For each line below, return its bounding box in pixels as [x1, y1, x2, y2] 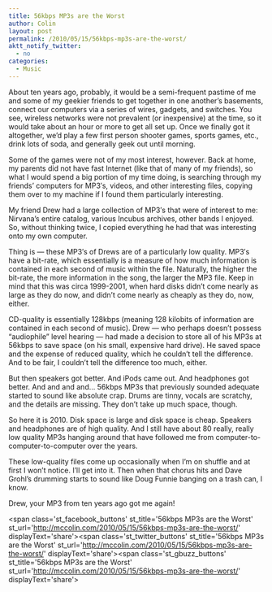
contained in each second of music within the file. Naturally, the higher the [8, 263, 257, 273]
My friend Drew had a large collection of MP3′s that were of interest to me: [8, 205, 258, 215]
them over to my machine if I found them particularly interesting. [8, 189, 223, 199]
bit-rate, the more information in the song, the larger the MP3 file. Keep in [8, 272, 254, 282]
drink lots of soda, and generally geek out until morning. [8, 139, 196, 149]
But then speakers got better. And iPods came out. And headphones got [8, 373, 249, 383]
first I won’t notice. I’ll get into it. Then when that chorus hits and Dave [8, 465, 243, 475]
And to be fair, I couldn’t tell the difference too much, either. [8, 357, 208, 367]
